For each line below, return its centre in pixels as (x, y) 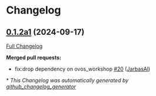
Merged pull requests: (34, 57)
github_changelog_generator (41, 87)
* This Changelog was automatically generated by (67, 80)
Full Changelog (24, 46)
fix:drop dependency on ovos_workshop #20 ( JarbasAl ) (82, 69)
